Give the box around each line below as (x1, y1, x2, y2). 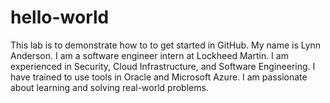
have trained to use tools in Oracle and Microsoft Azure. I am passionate (10, 71, 308, 83)
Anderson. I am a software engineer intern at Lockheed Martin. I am (10, 49, 289, 61)
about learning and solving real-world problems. (10, 81, 209, 93)
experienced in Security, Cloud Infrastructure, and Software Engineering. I (10, 60, 316, 72)
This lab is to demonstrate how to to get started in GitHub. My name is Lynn (10, 39, 322, 51)
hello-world (10, 6, 110, 29)
